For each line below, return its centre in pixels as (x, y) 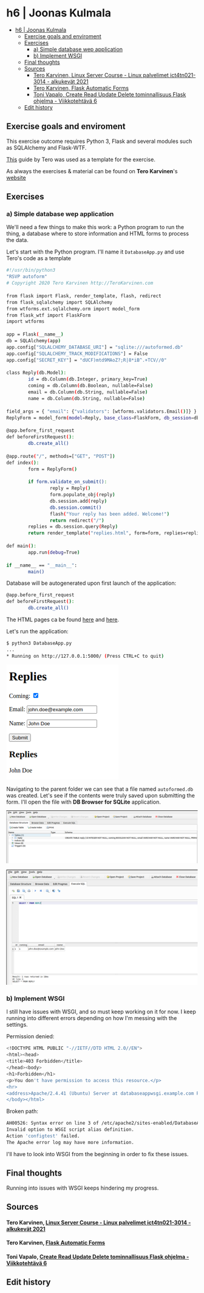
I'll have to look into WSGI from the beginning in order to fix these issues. (97, 1154)
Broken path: (22, 1111)
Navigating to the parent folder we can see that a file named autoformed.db (100, 789)
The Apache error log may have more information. (70, 1142)
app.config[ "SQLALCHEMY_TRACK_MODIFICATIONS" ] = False (77, 353)
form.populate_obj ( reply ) (82, 495)
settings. (17, 1025)
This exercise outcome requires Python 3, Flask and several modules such (99, 141)
